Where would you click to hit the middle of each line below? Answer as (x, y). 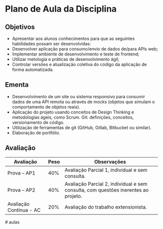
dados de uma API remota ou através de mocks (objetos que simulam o (83, 102)
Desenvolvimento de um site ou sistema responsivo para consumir (79, 96)
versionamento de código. (38, 122)
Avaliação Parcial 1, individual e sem (106, 170)
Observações (110, 161)
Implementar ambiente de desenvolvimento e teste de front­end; (76, 54)
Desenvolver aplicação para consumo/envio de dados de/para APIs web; (85, 49)
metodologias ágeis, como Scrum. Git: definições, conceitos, (73, 117)
